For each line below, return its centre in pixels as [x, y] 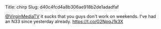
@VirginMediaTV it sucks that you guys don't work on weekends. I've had [81, 16]
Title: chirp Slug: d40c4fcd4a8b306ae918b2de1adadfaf [62, 7]
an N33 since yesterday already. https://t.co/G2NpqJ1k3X [64, 22]
